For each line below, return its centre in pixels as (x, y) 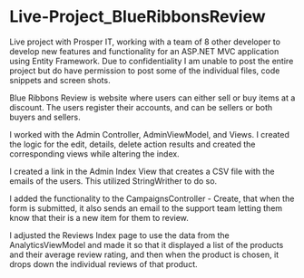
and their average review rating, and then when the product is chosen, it (144, 254)
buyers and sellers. (45, 117)
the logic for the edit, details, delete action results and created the (132, 144)
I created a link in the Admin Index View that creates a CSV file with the (142, 171)
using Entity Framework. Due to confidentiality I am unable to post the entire (152, 61)
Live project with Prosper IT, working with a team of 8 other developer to (145, 42)
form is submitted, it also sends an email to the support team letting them (146, 208)
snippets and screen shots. (60, 80)
